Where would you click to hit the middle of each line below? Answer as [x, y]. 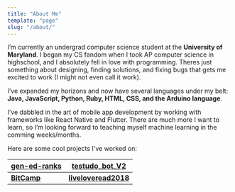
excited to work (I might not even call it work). [74, 77]
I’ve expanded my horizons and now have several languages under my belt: [118, 91]
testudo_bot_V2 [99, 166]
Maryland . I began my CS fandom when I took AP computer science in [111, 55]
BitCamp [26, 178]
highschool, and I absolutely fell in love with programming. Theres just [110, 62]
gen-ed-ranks [36, 166]
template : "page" [33, 21]
